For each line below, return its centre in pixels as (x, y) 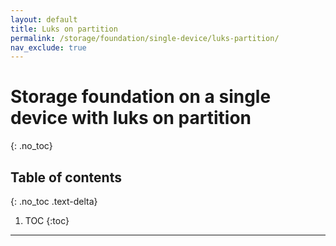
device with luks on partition (131, 118)
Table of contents (66, 177)
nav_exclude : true (48, 47)
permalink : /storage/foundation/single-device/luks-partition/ (145, 38)
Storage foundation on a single (141, 97)
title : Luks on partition (64, 29)
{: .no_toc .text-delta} (54, 201)
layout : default (44, 19)
